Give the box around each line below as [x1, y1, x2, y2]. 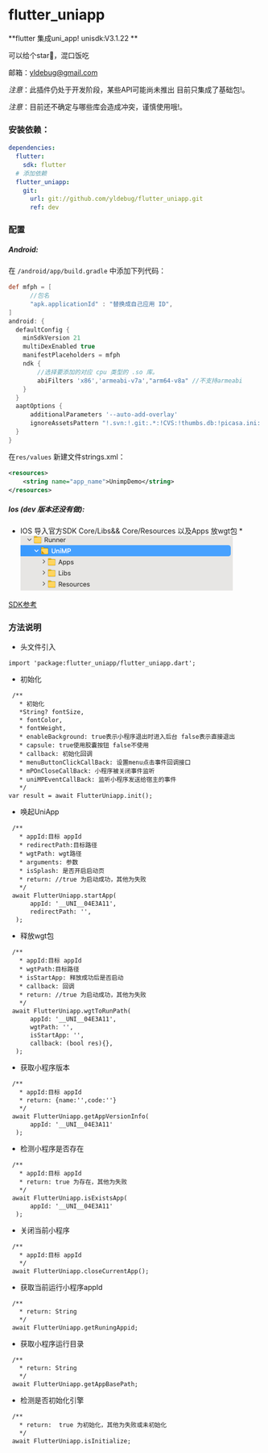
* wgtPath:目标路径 [19, 965, 80, 973]
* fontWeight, [19, 724, 67, 732]
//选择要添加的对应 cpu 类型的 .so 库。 [37, 368, 159, 376]
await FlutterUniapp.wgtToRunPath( [11, 1007, 131, 1015]
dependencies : [8, 144, 56, 152]
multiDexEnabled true [23, 343, 95, 351]
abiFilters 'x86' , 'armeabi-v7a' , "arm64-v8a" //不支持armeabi [37, 377, 243, 385]
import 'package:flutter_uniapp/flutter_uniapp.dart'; [8, 659, 196, 667]
